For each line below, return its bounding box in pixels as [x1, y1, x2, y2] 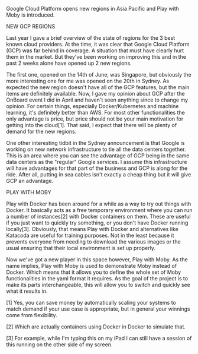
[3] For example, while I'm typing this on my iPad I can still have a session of [6, 335, 192, 342]
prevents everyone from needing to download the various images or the [6, 238, 181, 245]
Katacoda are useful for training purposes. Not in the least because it [6, 232, 174, 239]
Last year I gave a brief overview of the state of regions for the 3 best [6, 34, 176, 41]
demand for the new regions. [6, 128, 77, 135]
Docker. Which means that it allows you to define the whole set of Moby [6, 268, 181, 276]
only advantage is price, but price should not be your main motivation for [6, 115, 184, 122]
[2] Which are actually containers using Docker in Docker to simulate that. [6, 323, 186, 330]
